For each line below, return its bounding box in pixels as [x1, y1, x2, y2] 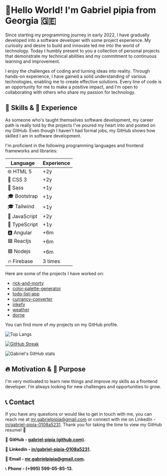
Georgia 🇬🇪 [5, 15, 56, 26]
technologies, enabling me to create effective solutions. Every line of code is [5, 78, 162, 84]
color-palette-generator [12, 285, 61, 291]
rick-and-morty [12, 280, 44, 286]
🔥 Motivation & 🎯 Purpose [5, 365, 86, 373]
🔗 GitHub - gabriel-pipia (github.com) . [5, 437, 86, 443]
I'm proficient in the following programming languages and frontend [5, 142, 144, 149]
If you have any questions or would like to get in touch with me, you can [5, 411, 152, 417]
